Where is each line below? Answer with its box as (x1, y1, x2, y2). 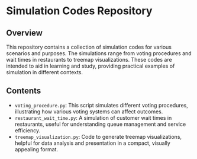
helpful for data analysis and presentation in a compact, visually (14, 139, 170, 147)
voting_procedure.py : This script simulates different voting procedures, (14, 101, 188, 109)
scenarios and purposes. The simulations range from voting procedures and (6, 50, 192, 57)
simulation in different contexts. (6, 69, 83, 75)
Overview (6, 28, 43, 38)
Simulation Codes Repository (6, 4, 153, 18)
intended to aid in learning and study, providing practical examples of (6, 62, 175, 69)
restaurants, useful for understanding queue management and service (14, 120, 186, 128)
